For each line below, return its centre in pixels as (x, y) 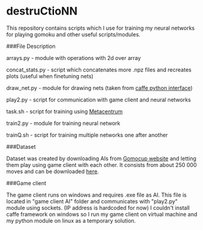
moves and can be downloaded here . (53, 171)
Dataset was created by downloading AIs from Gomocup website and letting (101, 158)
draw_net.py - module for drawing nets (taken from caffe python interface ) (99, 88)
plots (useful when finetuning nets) (50, 76)
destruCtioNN (42, 11)
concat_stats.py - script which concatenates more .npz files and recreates (99, 69)
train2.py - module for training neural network (63, 123)
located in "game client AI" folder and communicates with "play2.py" (92, 201)
